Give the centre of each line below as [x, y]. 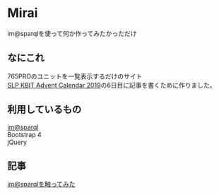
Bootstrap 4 [25, 134]
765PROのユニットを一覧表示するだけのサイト [75, 76]
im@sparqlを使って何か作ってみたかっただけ [72, 33]
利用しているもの [45, 110]
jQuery [17, 142]
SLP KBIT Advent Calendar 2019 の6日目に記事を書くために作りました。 [112, 85]
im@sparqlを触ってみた [41, 184]
